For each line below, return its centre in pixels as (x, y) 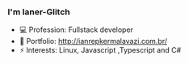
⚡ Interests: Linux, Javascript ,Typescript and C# (100, 50)
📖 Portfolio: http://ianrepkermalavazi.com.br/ (93, 41)
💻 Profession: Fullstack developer (76, 30)
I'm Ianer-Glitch (39, 12)
